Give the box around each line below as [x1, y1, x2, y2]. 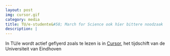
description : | [5, 26, 38, 32]
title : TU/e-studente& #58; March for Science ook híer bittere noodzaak [5, 21, 163, 27]
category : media [5, 17, 40, 22]
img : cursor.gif [5, 12, 40, 17]
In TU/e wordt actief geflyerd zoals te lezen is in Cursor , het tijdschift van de [5, 40, 165, 46]
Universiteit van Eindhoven [5, 46, 62, 52]
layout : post [5, 7, 33, 13]
